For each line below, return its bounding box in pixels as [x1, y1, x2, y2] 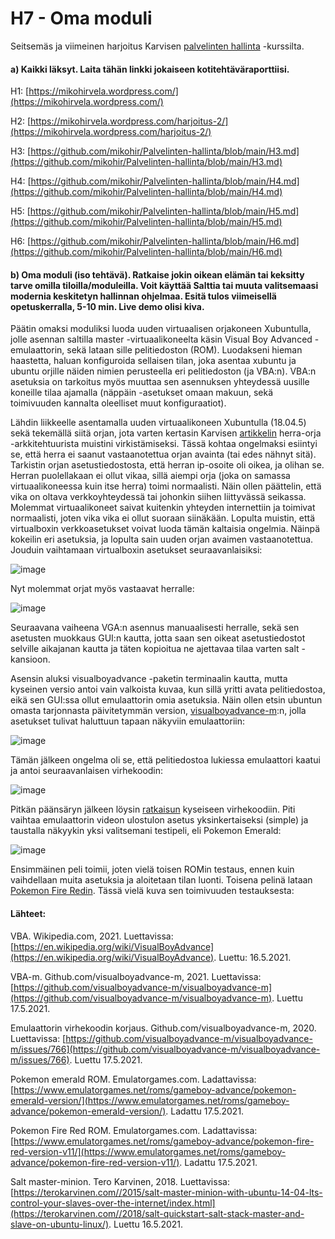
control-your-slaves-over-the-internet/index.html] [10, 1197, 216, 1209]
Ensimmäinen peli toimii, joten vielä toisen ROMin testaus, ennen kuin [10, 863, 295, 876]
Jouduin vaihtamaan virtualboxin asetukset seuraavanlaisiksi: [10, 544, 263, 556]
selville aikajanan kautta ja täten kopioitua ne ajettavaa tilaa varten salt [10, 643, 300, 655]
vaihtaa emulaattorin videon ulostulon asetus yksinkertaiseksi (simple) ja [10, 814, 309, 826]
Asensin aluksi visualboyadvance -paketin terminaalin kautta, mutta [10, 673, 288, 685]
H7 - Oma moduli [10, 7, 153, 30]
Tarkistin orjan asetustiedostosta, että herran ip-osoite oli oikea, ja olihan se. [10, 459, 325, 471]
